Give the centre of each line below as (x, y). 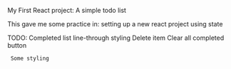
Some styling (30, 58)
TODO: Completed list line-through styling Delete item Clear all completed (116, 38)
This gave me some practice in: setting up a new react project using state (115, 24)
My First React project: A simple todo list (67, 10)
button (17, 45)
